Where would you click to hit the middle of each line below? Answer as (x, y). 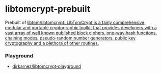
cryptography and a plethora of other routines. (52, 43)
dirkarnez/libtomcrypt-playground (46, 66)
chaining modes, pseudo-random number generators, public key (70, 38)
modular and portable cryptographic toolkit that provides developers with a (81, 27)
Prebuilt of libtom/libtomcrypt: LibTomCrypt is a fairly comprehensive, (75, 22)
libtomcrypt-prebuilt (48, 9)
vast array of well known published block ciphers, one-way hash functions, (81, 33)
